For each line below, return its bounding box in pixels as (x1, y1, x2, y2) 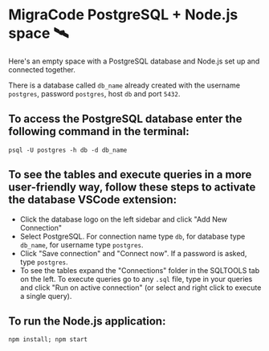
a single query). (19, 291, 72, 300)
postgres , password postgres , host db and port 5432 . (8, 88, 181, 98)
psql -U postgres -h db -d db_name (8, 146, 128, 154)
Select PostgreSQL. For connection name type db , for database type (19, 231, 246, 241)
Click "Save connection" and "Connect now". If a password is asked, (19, 248, 247, 258)
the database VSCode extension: (8, 193, 177, 206)
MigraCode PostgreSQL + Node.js (8, 6, 238, 24)
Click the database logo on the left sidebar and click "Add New (19, 214, 227, 224)
